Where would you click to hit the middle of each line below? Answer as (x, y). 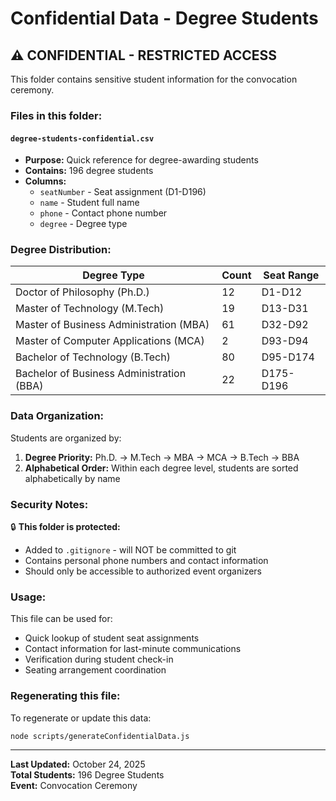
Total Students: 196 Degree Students (87, 775)
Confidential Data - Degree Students (164, 18)
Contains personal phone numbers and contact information (146, 561)
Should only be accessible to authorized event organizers (143, 571)
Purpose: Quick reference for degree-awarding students (141, 160)
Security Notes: (49, 504)
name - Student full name (89, 203)
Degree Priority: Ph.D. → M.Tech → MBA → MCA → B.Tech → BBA (162, 457)
